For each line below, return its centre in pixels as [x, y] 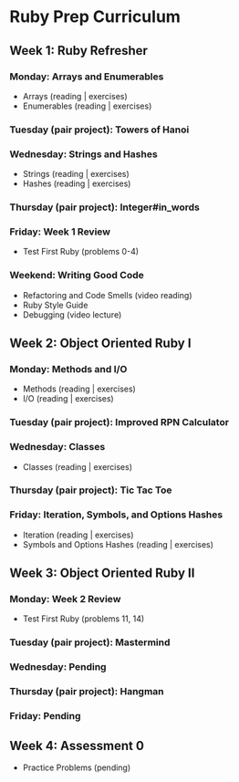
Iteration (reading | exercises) [78, 535]
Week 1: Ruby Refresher [79, 51]
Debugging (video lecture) [72, 314]
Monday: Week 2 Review [65, 600]
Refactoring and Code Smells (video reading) [108, 295]
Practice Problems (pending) [77, 767]
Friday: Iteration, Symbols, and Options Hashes [116, 515]
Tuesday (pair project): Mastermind [90, 642]
